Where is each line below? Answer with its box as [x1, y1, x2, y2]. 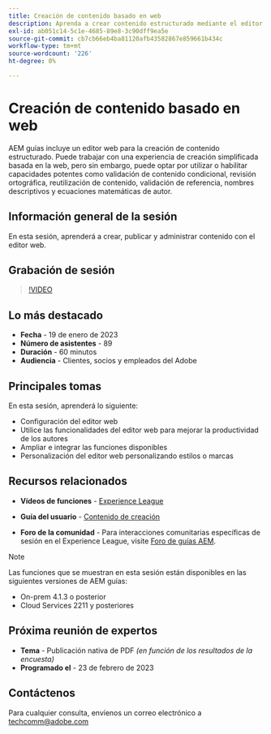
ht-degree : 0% [8, 58, 57, 66]
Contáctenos [8, 686, 75, 700]
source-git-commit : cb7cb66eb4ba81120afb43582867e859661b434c [8, 34, 223, 43]
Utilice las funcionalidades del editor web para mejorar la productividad [19, 425, 260, 435]
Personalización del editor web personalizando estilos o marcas [19, 451, 234, 461]
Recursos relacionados [8, 474, 127, 488]
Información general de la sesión [8, 210, 178, 224]
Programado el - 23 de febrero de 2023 [19, 663, 154, 672]
